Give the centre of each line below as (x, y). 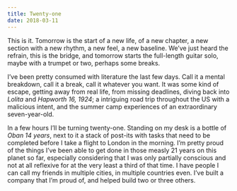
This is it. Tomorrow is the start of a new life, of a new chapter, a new (108, 40)
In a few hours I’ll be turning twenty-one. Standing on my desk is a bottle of (117, 128)
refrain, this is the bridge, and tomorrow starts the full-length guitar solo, (113, 55)
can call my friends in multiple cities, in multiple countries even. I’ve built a (116, 173)
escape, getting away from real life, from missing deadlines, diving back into (118, 92)
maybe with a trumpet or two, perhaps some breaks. (84, 63)
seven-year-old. (31, 114)
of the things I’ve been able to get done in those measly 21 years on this (112, 150)
